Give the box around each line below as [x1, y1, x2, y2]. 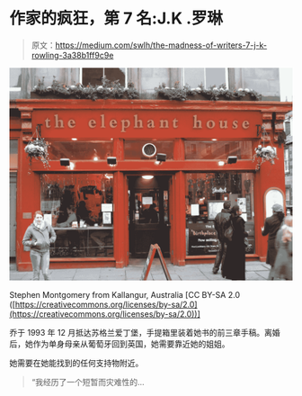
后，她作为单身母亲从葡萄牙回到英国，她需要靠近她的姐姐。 [9, 338, 230, 349]
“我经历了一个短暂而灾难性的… [31, 376, 146, 387]
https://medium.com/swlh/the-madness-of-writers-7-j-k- [55, 40, 268, 50]
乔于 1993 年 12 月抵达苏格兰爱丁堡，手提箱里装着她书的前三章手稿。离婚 [9, 327, 280, 337]
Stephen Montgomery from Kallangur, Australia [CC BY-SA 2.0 [9, 289, 241, 300]
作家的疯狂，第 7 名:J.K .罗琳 [9, 8, 223, 29]
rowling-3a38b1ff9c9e [31, 49, 114, 60]
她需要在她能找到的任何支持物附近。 [9, 357, 144, 368]
